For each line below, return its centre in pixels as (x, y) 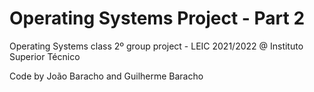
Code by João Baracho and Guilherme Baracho (106, 76)
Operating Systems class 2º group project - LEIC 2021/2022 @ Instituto (156, 46)
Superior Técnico (45, 56)
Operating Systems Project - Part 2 (157, 18)
